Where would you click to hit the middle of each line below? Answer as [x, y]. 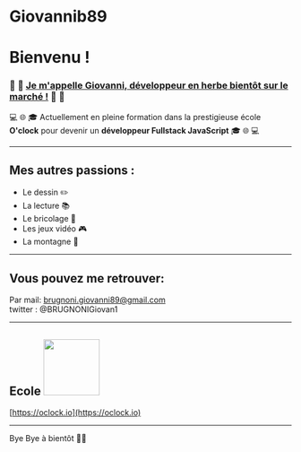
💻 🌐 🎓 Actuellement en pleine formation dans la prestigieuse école [135, 117]
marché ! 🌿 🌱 [37, 97]
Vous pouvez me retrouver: [87, 278]
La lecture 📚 [46, 206]
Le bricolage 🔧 [49, 219]
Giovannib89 [58, 17]
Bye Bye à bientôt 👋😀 [48, 439]
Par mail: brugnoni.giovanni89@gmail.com [87, 300]
